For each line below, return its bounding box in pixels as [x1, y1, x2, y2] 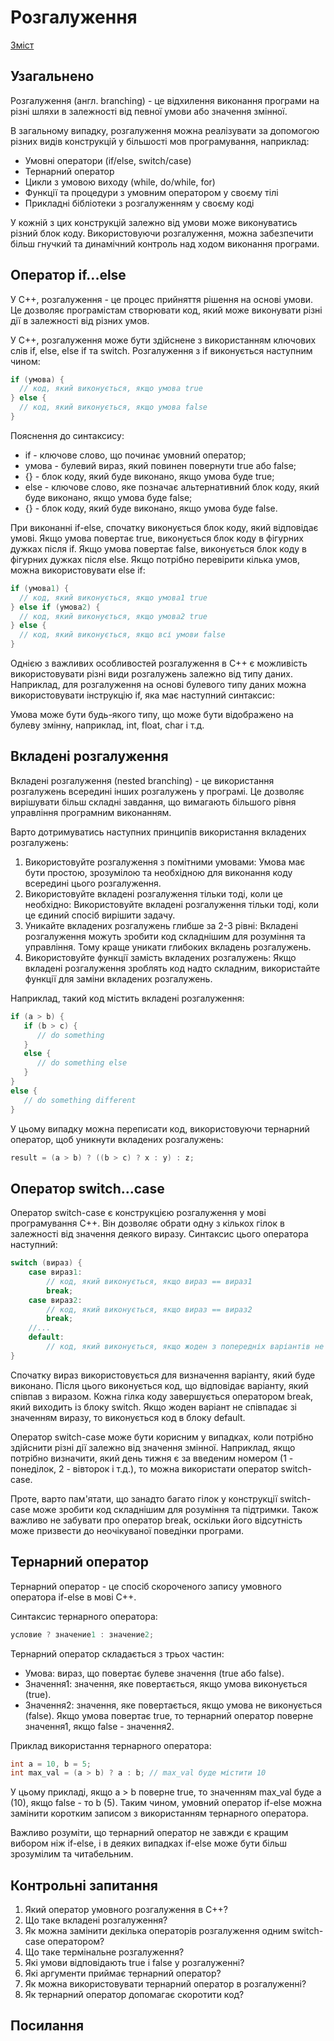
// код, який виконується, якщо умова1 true [19, 592, 208, 603]
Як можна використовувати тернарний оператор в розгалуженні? [24, 1978, 307, 1990]
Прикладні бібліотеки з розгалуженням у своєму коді [24, 197, 255, 209]
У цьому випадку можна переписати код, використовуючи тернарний [10, 1122, 310, 1135]
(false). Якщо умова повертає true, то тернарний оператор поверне [24, 1709, 314, 1721]
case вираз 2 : [28, 1295, 83, 1305]
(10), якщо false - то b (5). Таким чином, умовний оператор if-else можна [10, 1797, 322, 1809]
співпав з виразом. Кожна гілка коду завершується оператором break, [10, 1390, 314, 1402]
